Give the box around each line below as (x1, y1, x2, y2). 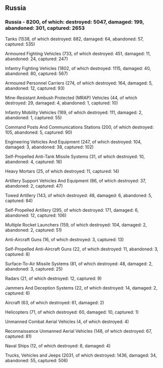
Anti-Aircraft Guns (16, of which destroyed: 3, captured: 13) (5, 236, 124, 242)
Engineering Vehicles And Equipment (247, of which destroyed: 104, (5, 139, 142, 145)
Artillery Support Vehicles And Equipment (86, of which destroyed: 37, (5, 177, 146, 183)
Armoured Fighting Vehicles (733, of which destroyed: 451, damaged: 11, (5, 50, 151, 56)
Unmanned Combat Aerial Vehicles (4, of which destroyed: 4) (5, 319, 129, 324)
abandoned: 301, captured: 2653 (5, 25, 85, 31)
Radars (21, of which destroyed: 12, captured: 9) (5, 275, 102, 281)
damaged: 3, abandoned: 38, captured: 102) (5, 144, 94, 150)
